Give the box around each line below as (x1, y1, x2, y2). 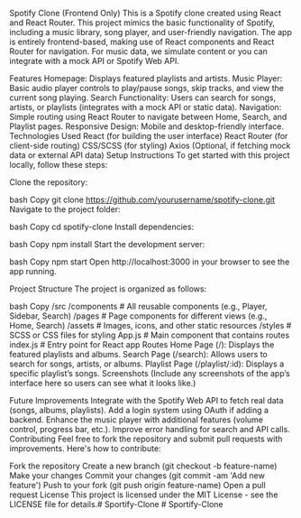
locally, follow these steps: (9, 160, 108, 170)
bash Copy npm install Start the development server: (9, 239, 205, 249)
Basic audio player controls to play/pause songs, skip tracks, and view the (9, 83, 284, 93)
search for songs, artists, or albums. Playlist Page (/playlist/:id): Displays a (9, 358, 285, 369)
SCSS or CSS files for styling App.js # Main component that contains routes (9, 329, 290, 340)
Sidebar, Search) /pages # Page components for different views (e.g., (9, 310, 268, 321)
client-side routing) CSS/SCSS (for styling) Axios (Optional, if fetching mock (9, 140, 291, 151)
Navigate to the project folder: (9, 204, 121, 215)
